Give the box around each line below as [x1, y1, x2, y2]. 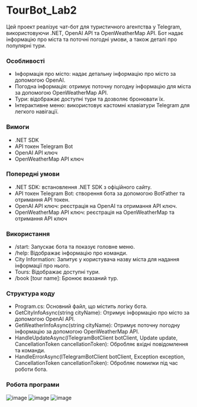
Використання [6, 229, 50, 238]
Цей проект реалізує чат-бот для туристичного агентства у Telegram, [6, 23, 182, 30]
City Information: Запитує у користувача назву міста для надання [14, 256, 179, 263]
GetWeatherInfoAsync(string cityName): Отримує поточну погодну [14, 322, 180, 329]
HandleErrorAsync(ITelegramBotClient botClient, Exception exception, [14, 353, 185, 360]
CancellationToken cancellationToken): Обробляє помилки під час [14, 360, 179, 367]
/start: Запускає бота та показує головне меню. [14, 243, 135, 251]
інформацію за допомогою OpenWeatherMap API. [14, 328, 140, 335]
